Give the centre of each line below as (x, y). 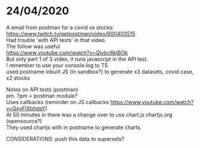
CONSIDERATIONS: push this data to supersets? (65, 138)
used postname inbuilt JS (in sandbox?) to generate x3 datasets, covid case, (100, 71)
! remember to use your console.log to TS (57, 65)
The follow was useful (33, 46)
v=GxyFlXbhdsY (26, 108)
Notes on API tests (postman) (42, 89)
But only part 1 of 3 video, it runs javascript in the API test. (77, 59)
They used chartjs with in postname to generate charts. (74, 127)
